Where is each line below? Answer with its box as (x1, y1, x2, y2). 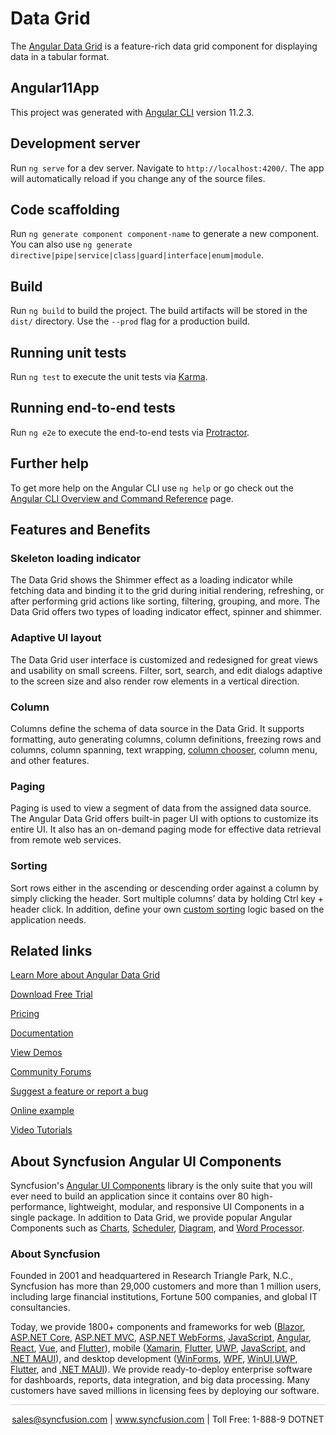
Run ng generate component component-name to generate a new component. (10, 228, 320, 240)
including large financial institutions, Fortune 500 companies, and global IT (10, 1291, 318, 1303)
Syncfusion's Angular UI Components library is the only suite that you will (10, 1180, 313, 1192)
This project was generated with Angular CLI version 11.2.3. (10, 106, 255, 118)
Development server (10, 135, 141, 152)
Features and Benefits (10, 522, 151, 539)
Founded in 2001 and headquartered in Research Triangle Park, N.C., (10, 1270, 294, 1282)
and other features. (10, 754, 90, 766)
